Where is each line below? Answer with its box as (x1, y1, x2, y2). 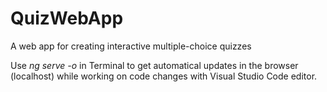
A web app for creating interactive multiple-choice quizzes (10, 40, 252, 52)
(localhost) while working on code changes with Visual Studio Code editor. (10, 70, 318, 82)
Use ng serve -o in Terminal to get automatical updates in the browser (10, 59, 299, 71)
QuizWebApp (10, 7, 124, 30)
